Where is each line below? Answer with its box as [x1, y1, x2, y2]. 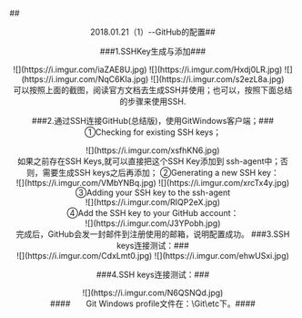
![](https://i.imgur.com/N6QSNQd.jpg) [82, 287, 224, 298]
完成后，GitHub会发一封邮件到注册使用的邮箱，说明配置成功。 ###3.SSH [15, 229, 290, 240]
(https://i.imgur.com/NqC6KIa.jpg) [21, 74, 149, 85]
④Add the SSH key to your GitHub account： [66, 208, 239, 218]
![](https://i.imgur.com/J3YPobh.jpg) [85, 218, 221, 229]
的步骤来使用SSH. [119, 96, 186, 107]
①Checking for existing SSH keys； [84, 127, 222, 138]
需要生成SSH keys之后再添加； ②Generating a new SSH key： [42, 168, 279, 178]
